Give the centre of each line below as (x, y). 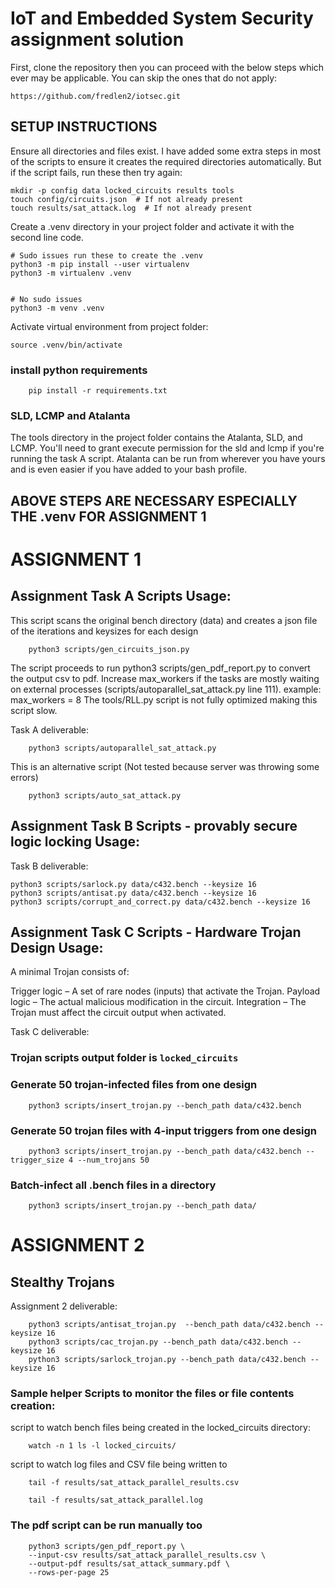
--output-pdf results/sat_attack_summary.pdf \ (129, 1563)
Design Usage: (57, 947)
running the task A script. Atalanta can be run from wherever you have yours (168, 459)
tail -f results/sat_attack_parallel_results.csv (134, 1483)
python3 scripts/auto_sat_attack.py (105, 795)
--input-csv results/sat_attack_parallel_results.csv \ (147, 1555)
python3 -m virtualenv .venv (71, 273)
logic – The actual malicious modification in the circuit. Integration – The (158, 1002)
